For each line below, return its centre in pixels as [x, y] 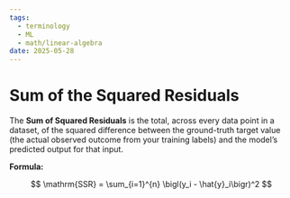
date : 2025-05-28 [42, 51]
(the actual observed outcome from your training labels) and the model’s [144, 139]
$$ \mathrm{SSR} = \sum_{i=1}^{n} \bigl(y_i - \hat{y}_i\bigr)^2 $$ [151, 184]
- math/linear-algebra [60, 43]
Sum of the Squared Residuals [124, 96]
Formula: [27, 166]
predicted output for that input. [67, 149]
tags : [19, 18]
